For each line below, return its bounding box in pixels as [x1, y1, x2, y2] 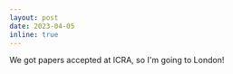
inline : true [9, 30, 59, 39]
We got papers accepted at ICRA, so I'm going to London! [9, 55, 225, 66]
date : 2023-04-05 [9, 22, 75, 31]
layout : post [9, 13, 59, 23]
